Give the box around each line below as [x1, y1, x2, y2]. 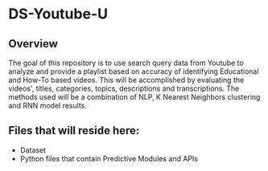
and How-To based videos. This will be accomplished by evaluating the [8, 75, 245, 84]
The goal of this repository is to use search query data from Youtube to [8, 58, 244, 67]
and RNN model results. [8, 101, 87, 110]
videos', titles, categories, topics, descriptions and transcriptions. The [8, 83, 240, 93]
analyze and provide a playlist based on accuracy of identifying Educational [8, 67, 259, 76]
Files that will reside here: [8, 124, 140, 137]
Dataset [19, 145, 47, 155]
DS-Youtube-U [8, 5, 109, 23]
